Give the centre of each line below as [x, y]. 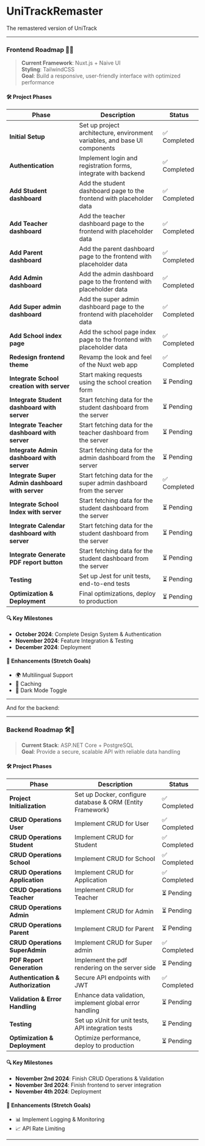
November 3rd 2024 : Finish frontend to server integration [88, 1085]
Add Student [28, 191]
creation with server [40, 386]
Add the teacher [102, 216]
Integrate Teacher [36, 425]
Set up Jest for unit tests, [115, 576]
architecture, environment [116, 133]
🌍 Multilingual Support [44, 675]
